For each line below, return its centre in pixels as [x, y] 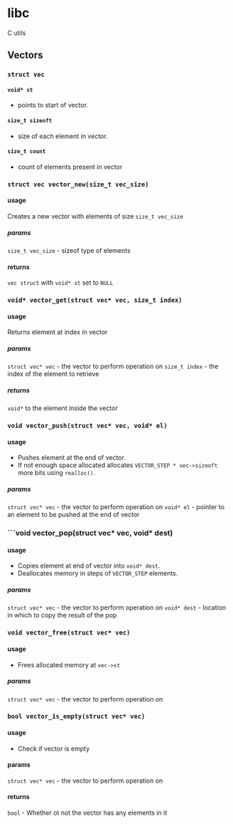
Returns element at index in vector [58, 332]
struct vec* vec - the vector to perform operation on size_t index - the [113, 366]
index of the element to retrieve [53, 374]
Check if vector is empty [54, 749]
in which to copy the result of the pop [62, 615]
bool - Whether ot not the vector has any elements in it [87, 813]
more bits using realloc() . [56, 473]
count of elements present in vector [70, 167]
